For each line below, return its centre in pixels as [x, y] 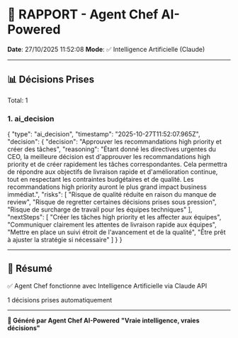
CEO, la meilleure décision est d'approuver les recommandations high [109, 157]
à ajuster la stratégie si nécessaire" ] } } [65, 240]
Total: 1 [18, 100]
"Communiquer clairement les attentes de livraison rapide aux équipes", [112, 225]
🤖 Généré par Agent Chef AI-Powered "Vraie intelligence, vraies [103, 320]
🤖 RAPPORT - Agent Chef [83, 15]
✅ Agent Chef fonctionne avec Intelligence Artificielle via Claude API [107, 285]
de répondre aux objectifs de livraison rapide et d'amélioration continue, [113, 172]
